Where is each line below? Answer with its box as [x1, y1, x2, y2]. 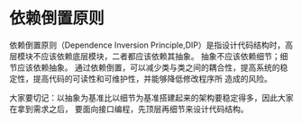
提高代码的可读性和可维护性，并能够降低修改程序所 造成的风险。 [32, 73, 272, 83]
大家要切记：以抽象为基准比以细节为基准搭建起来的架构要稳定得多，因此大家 [9, 92, 294, 103]
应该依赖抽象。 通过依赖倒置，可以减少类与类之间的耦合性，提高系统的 [16, 62, 280, 73]
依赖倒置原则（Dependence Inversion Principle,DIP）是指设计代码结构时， [9, 40, 286, 50]
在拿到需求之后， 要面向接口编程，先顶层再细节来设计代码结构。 [9, 103, 249, 114]
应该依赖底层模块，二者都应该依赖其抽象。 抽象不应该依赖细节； [40, 50, 280, 61]
